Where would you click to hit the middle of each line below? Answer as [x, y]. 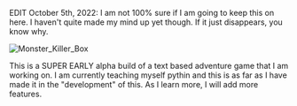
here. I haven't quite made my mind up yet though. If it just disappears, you [146, 22]
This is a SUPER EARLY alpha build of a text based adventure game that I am [149, 66]
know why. [29, 31]
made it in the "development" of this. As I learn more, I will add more [134, 84]
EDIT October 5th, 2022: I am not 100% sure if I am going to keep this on [142, 13]
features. [26, 94]
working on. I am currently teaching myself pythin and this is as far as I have [148, 75]
